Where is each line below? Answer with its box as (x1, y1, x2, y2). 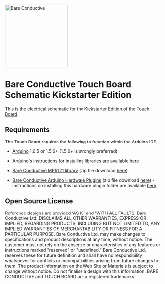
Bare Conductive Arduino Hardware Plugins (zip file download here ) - (12, 177, 155, 183)
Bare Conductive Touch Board (5, 79, 132, 90)
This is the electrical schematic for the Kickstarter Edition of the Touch (5, 106, 150, 112)
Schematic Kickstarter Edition (5, 89, 132, 101)
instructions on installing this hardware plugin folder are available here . (12, 182, 158, 188)
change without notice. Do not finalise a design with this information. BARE (5, 268, 158, 274)
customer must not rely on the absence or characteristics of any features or (5, 241, 161, 248)
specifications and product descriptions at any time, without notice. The (5, 236, 153, 242)
